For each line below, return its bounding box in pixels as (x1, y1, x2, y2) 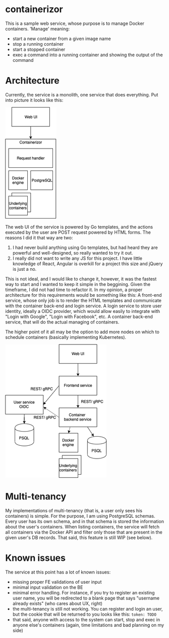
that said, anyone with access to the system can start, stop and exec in (12, 616, 160, 622)
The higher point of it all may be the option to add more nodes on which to (5, 329, 160, 335)
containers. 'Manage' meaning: (5, 25, 70, 31)
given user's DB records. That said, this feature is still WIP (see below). (5, 534, 153, 541)
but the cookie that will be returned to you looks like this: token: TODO (12, 611, 156, 617)
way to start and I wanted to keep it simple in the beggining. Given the (5, 281, 150, 287)
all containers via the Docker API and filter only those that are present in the (5, 529, 162, 535)
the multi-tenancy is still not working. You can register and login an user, (12, 606, 163, 612)
